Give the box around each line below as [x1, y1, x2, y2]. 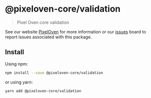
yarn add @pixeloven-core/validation [5, 88, 82, 93]
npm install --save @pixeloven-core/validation [5, 70, 103, 75]
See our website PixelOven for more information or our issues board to [5, 29, 147, 34]
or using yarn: [5, 79, 33, 85]
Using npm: [5, 61, 28, 66]
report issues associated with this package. [5, 34, 92, 40]
